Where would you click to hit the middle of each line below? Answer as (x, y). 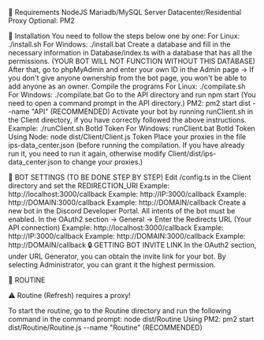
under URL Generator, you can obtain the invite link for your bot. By (117, 256)
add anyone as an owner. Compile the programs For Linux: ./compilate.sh (127, 86)
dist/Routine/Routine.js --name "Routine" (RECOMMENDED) (106, 327)
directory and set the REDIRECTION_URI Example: (89, 185)
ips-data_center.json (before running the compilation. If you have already (126, 145)
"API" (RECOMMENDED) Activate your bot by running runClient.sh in (142, 111)
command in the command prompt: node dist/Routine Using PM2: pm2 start (131, 319)
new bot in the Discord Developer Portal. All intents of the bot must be (122, 211)
